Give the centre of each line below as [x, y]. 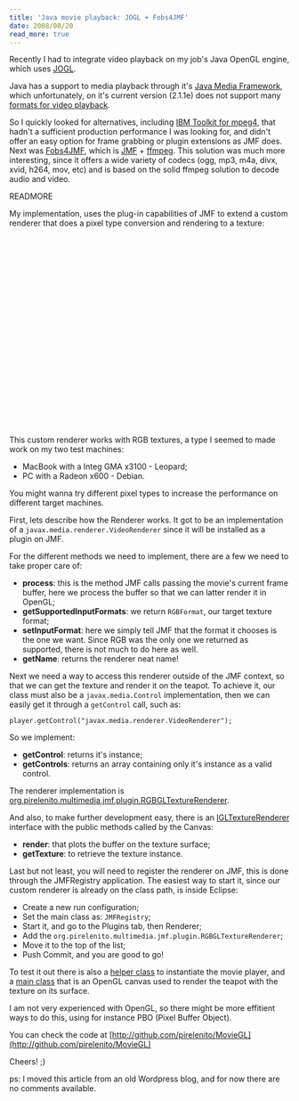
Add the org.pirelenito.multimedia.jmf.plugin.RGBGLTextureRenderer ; [152, 936]
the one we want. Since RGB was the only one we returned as [135, 640]
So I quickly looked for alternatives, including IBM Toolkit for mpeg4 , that [142, 122]
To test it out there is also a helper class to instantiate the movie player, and [147, 972]
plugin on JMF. [36, 539]
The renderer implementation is [67, 791]
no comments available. [53, 1089]
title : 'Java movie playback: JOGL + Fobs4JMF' [99, 17]
